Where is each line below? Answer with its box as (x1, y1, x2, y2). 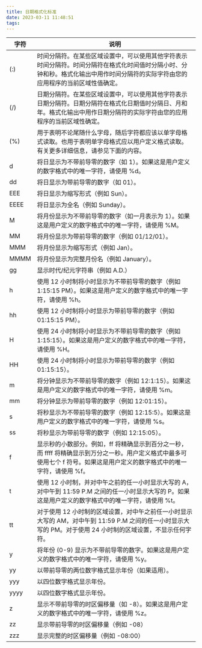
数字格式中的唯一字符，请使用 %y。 (49, 555, 150, 563)
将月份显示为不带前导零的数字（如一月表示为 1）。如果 (37, 212, 191, 220)
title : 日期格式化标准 (6, 8, 57, 15)
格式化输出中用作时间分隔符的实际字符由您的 (61, 70, 188, 78)
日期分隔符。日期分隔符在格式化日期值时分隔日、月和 (37, 99, 188, 108)
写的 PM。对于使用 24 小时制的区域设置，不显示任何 (37, 526, 186, 534)
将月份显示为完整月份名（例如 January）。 (37, 255, 155, 264)
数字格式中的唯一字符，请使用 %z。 (49, 609, 150, 617)
